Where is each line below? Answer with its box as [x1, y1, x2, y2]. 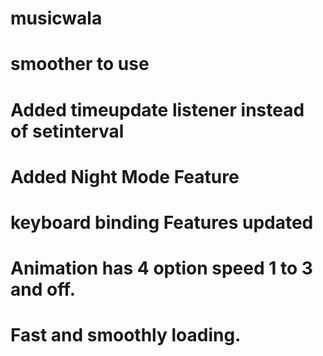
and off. [10, 278, 77, 301]
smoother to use [10, 53, 150, 76]
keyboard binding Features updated [10, 211, 314, 234]
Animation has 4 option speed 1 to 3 [10, 257, 313, 280]
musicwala [10, 7, 103, 30]
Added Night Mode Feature [10, 165, 240, 188]
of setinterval [10, 120, 125, 142]
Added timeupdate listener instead [10, 98, 305, 121]
